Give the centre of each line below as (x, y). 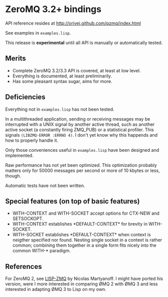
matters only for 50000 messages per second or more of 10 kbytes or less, (82, 170)
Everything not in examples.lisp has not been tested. (60, 109)
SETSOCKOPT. (28, 219)
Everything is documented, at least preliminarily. (62, 76)
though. (13, 176)
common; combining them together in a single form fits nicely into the (84, 245)
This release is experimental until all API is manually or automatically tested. (84, 42)
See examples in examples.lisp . (38, 33)
